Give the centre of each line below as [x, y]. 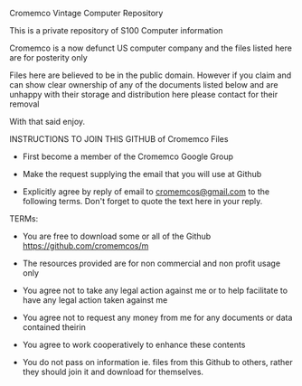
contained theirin [54, 327]
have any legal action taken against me [95, 300]
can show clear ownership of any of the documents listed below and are [144, 85]
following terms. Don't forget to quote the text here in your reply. [142, 201]
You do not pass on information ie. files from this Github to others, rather [157, 362]
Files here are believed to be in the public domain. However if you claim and [151, 75]
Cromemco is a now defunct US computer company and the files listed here [151, 48]
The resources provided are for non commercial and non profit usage [151, 263]
